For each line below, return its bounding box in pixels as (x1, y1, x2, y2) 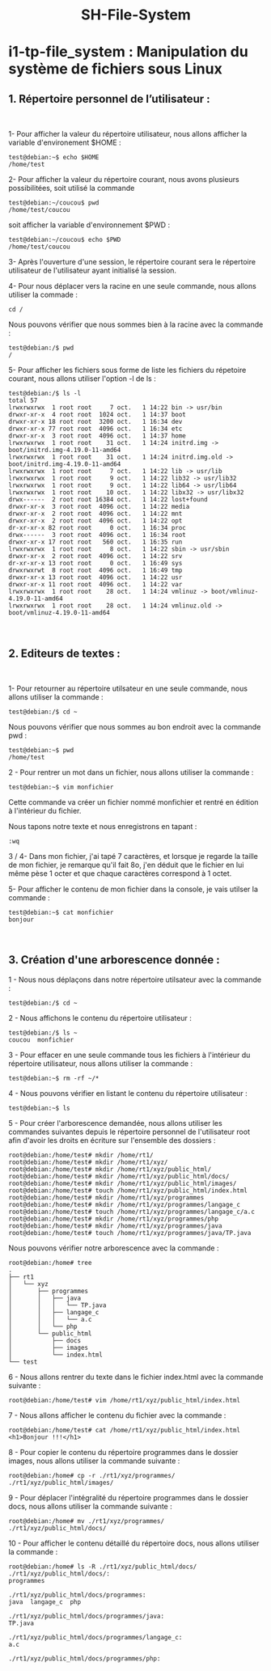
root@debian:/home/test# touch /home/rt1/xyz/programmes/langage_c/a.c (8, 1208, 255, 1216)
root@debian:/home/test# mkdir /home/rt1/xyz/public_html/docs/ (8, 1172, 230, 1180)
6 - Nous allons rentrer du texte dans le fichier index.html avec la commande (8, 1372, 264, 1381)
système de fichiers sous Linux (8, 60, 222, 78)
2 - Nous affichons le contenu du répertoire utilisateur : (8, 1013, 192, 1022)
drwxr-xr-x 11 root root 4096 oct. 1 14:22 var (8, 581, 183, 589)
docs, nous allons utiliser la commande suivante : (8, 1501, 172, 1511)
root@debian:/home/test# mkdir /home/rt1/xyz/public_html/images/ (8, 1179, 237, 1187)
